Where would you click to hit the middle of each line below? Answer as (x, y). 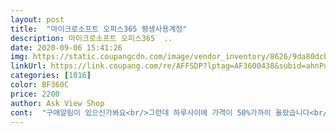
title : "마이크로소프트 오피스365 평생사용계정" (99, 29)
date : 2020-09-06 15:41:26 (66, 47)
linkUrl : (28, 66)
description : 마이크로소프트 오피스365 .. (91, 38)
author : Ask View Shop (57, 103)
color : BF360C (40, 85)
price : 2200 (35, 94)
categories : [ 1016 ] (51, 76)
